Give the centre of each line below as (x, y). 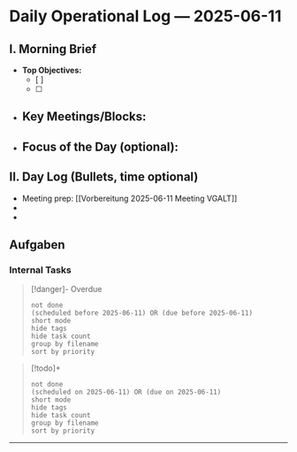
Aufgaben (37, 245)
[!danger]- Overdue (66, 289)
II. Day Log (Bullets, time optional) (104, 177)
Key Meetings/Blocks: (84, 117)
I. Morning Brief (53, 49)
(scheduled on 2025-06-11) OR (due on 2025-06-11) (126, 392)
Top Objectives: (52, 70)
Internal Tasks (41, 270)
